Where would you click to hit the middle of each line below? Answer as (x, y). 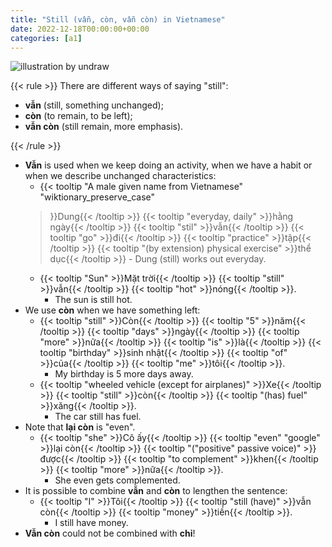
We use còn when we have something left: (112, 310)
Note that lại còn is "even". (80, 427)
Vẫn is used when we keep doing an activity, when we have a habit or (168, 165)
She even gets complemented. (117, 480)
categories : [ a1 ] (46, 38)
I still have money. (91, 523)
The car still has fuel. (98, 417)
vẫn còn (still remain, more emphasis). (104, 127)
